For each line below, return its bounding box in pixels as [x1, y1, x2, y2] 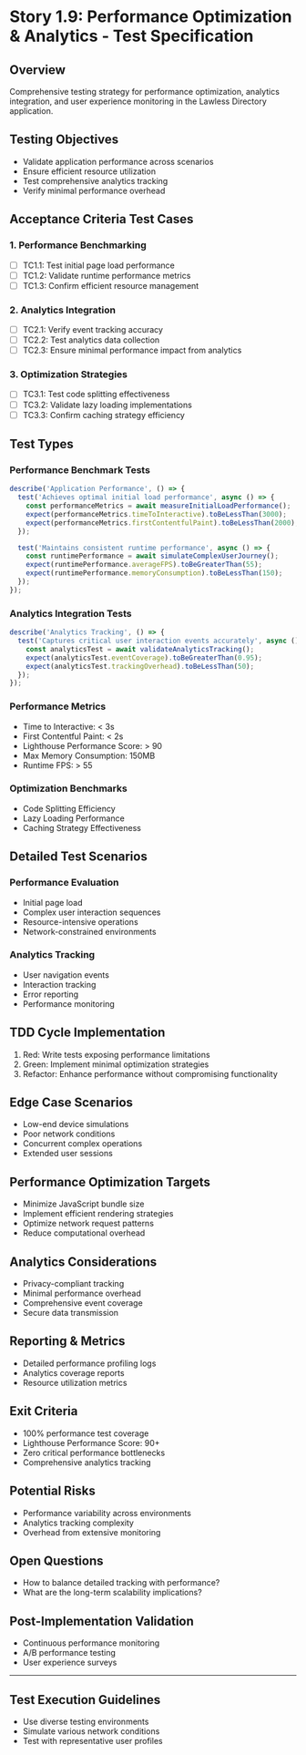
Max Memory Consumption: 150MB [22, 750, 156, 761]
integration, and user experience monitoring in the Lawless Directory [9, 96, 267, 107]
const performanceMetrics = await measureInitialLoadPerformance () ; [25, 501, 291, 511]
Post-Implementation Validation [9, 1613, 194, 1628]
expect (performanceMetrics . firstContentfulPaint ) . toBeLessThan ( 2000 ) [25, 518, 296, 528]
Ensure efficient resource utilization [22, 166, 157, 177]
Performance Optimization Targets [9, 1174, 211, 1190]
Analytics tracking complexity [22, 1517, 135, 1528]
